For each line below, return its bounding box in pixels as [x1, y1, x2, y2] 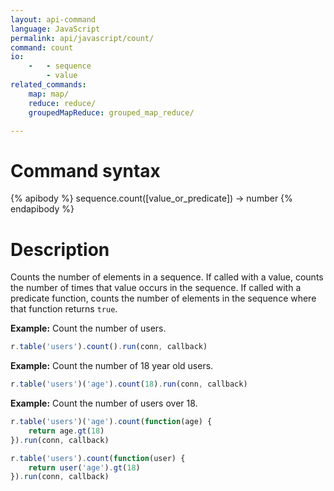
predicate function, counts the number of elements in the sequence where [10, 292, 317, 305]
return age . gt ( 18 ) [28, 426, 105, 436]
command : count [10, 42, 74, 53]
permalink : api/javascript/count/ [10, 33, 155, 43]
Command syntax [10, 159, 161, 182]
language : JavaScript [10, 24, 101, 34]
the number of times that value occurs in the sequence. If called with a [10, 282, 302, 294]
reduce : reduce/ [28, 98, 97, 108]
